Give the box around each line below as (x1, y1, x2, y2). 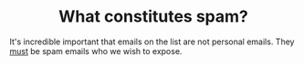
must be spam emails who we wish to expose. (9, 45, 183, 56)
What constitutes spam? (58, 6, 248, 27)
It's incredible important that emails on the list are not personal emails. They (9, 36, 295, 47)
